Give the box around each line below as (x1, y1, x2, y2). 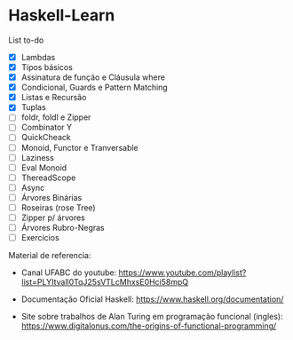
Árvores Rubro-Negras (20, 223, 105, 233)
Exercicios (20, 233, 59, 243)
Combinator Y (20, 122, 73, 133)
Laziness (20, 152, 54, 162)
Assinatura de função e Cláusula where (20, 72, 166, 83)
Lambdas (20, 51, 56, 62)
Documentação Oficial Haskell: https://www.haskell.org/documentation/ (20, 294, 284, 304)
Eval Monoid (20, 162, 67, 173)
